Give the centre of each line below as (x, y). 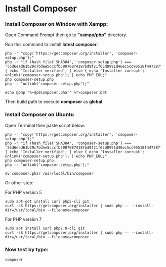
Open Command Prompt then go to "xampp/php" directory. (66, 35)
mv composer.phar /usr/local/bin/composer (49, 173)
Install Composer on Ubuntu (40, 114)
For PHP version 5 (23, 192)
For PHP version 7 (23, 219)
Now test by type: (27, 249)
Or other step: (19, 183)
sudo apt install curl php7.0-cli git (45, 228)
